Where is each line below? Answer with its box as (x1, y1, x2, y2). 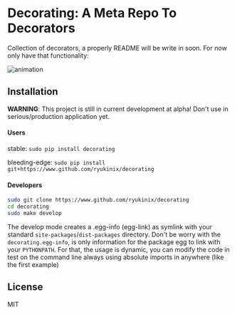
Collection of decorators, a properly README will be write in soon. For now (7, 43, 228, 52)
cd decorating (7, 203, 50, 211)
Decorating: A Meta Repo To (7, 5, 177, 21)
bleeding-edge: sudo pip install (7, 158, 105, 167)
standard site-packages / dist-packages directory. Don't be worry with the (7, 230, 221, 239)
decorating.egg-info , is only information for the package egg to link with (7, 237, 221, 246)
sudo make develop (7, 209, 62, 216)
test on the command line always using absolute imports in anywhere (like (7, 253, 224, 261)
